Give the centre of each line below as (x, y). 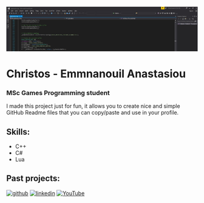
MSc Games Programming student (58, 93)
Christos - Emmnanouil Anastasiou (96, 73)
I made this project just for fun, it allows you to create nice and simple (93, 106)
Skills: (18, 132)
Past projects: (33, 178)
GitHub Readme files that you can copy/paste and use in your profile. (93, 113)
